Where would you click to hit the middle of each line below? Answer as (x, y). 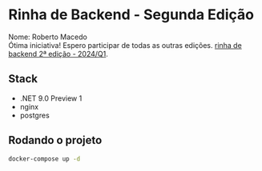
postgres (34, 115)
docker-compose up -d (44, 159)
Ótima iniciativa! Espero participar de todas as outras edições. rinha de (125, 45)
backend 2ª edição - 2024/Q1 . (58, 54)
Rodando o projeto (55, 140)
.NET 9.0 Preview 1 (51, 98)
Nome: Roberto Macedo (48, 37)
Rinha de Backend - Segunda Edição (131, 15)
